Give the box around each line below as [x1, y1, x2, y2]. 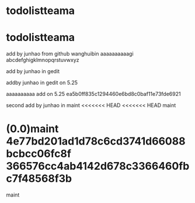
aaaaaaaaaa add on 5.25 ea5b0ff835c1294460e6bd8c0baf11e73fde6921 [6, 91, 181, 98]
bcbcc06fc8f [6, 147, 72, 160]
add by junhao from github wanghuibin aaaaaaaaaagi [6, 50, 134, 57]
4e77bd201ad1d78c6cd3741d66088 [6, 135, 186, 148]
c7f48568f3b [6, 172, 72, 185]
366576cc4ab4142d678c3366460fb [6, 160, 190, 173]
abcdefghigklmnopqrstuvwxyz [6, 57, 80, 64]
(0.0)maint [6, 122, 59, 136]
